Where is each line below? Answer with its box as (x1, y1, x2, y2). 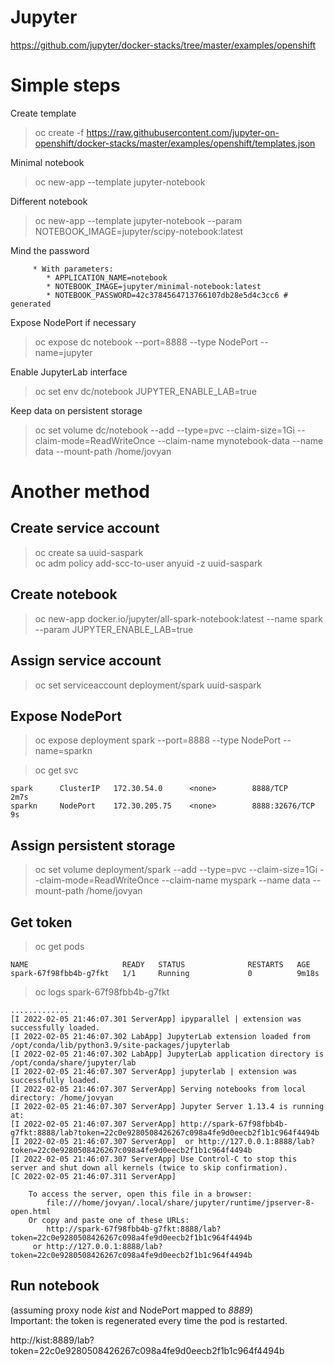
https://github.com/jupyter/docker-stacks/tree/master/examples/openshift (10, 39, 316, 51)
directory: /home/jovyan (10, 1092, 114, 1103)
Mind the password (10, 244, 90, 256)
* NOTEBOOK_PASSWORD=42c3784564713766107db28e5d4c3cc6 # (46, 290, 288, 300)
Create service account (10, 520, 160, 537)
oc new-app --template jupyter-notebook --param (34, 214, 243, 226)
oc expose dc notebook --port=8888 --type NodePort (34, 336, 258, 348)
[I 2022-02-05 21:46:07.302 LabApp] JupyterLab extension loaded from (10, 1031, 311, 1041)
